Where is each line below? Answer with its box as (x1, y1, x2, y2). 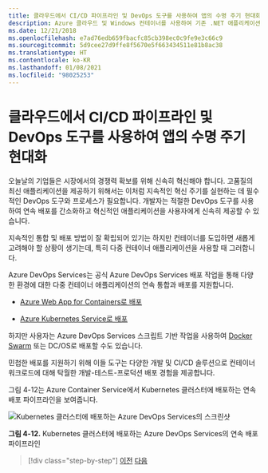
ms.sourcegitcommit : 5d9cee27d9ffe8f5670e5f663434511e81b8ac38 (8, 42, 223, 50)
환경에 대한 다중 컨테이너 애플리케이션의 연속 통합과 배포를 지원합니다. (16, 280, 234, 289)
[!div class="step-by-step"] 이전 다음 (27, 455, 148, 465)
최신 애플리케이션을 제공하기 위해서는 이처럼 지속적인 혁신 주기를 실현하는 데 (8, 185, 245, 196)
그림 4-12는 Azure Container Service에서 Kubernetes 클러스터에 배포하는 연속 (8, 384, 257, 394)
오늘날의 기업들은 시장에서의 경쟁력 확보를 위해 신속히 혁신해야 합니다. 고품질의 (8, 176, 254, 185)
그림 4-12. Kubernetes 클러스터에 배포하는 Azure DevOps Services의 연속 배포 (8, 428, 259, 438)
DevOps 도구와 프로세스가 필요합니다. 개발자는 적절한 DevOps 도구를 (22, 196, 239, 205)
